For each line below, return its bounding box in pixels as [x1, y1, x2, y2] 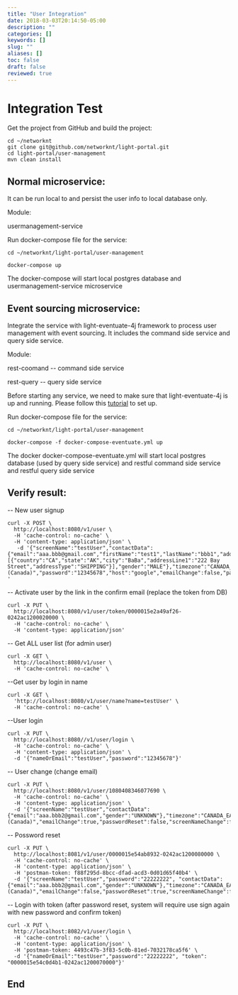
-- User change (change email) [7, 767, 98, 776]
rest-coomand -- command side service [7, 364, 125, 373]
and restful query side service [7, 467, 95, 475]
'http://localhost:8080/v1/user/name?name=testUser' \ [13, 697, 179, 705]
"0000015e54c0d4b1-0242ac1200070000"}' [7, 959, 125, 966]
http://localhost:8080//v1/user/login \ [13, 736, 135, 743]
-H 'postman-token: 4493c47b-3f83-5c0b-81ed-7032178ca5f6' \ [13, 946, 198, 954]
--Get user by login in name [7, 678, 89, 686]
